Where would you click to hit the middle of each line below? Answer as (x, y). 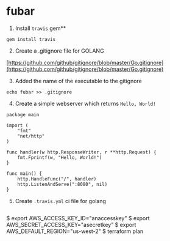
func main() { (24, 173)
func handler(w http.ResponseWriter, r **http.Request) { (81, 152)
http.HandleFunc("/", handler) (57, 179)
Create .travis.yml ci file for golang (61, 201)
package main (23, 114)
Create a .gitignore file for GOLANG (60, 51)
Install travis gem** (41, 28)
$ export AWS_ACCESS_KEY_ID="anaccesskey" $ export (78, 218)
